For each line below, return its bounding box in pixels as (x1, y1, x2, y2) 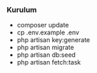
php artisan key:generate (16, 36, 91, 44)
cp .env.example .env (16, 28, 79, 36)
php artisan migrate (16, 44, 74, 52)
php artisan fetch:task (16, 58, 81, 67)
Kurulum (6, 5, 37, 15)
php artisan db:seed (16, 51, 76, 59)
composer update (16, 21, 69, 29)
